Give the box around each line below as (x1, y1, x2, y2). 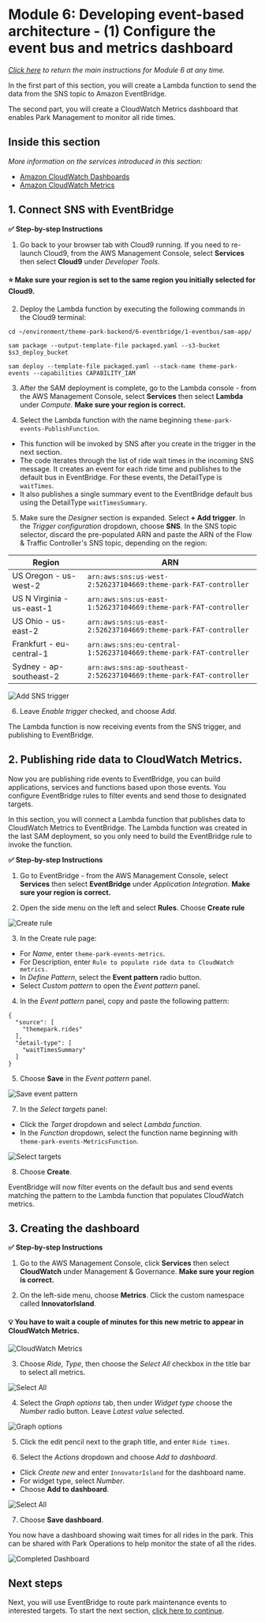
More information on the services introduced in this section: (8, 156, 203, 166)
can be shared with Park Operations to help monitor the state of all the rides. (8, 1538, 257, 1548)
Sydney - (12, 661, 47, 672)
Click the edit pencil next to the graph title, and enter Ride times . (19, 1437, 230, 1446)
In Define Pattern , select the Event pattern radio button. (19, 972, 202, 982)
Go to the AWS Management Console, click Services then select (19, 1258, 230, 1268)
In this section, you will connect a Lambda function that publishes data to (8, 814, 246, 824)
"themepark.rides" (22, 1025, 83, 1033)
